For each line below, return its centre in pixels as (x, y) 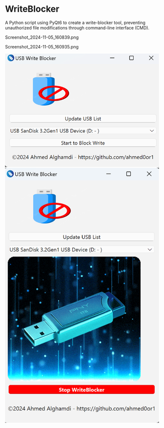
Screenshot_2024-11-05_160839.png (42, 37)
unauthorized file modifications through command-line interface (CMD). (77, 27)
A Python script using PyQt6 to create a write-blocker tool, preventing (75, 23)
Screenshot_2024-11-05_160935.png (42, 47)
